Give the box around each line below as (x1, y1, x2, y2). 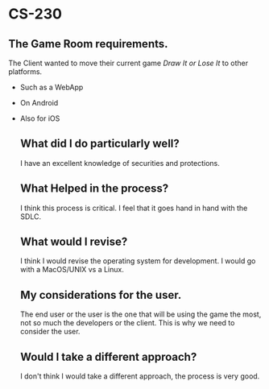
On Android (19, 98, 59, 107)
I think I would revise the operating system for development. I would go (19, 256, 256, 266)
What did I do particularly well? (19, 137, 180, 151)
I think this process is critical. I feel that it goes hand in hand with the (19, 203, 248, 213)
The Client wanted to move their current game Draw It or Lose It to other (8, 58, 249, 68)
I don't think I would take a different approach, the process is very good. (19, 371, 260, 381)
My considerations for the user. (19, 288, 182, 302)
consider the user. (19, 327, 81, 337)
